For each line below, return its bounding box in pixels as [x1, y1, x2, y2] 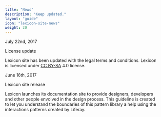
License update [5, 48, 37, 54]
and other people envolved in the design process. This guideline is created [5, 96, 155, 102]
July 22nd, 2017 [5, 39, 38, 44]
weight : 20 [5, 25, 27, 30]
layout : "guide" [5, 16, 38, 21]
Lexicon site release [5, 81, 45, 88]
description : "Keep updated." [5, 12, 67, 17]
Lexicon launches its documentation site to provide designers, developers [5, 91, 154, 97]
